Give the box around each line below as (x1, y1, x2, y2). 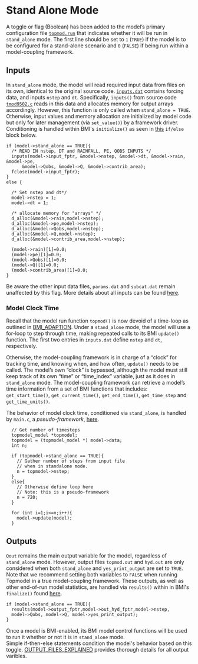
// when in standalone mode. (16, 463, 88, 469)
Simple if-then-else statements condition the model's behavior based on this (6, 640, 192, 647)
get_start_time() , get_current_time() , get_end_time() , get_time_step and (6, 392, 187, 399)
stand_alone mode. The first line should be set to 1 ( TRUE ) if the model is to (6, 36, 186, 43)
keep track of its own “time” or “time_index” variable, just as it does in (6, 373, 176, 380)
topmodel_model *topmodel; (11, 433, 78, 439)
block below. (6, 131, 37, 138)
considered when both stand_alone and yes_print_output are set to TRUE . (6, 565, 184, 572)
